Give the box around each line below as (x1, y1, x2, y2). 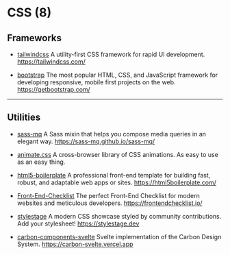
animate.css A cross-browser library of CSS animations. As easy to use (16, 150, 219, 158)
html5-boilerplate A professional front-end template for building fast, (16, 171, 211, 179)
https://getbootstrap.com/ (16, 86, 90, 93)
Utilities (7, 112, 41, 123)
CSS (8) (7, 5, 52, 21)
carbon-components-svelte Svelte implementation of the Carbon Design (16, 232, 222, 241)
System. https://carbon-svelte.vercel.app (16, 240, 133, 248)
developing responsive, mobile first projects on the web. (16, 78, 176, 86)
